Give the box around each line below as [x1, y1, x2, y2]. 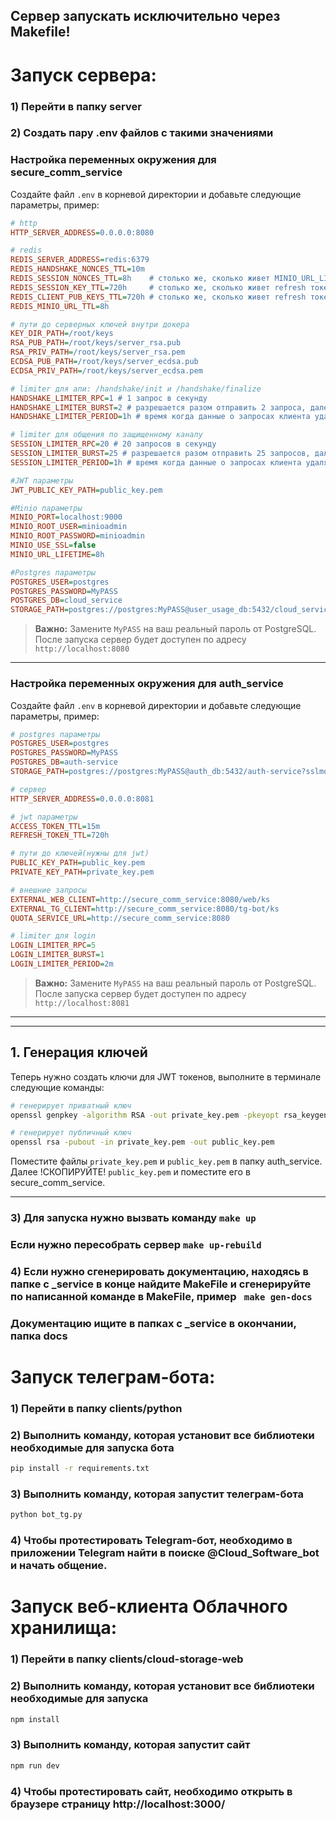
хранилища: [10, 1617, 118, 1639]
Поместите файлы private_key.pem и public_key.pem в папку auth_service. [10, 1155, 323, 1168]
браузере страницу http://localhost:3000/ [10, 1797, 226, 1811]
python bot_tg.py [10, 1510, 83, 1520]
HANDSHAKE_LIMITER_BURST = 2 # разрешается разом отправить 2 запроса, [10, 402, 307, 413]
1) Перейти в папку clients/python [10, 1402, 183, 1415]
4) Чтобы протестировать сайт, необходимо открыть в [10, 1784, 293, 1798]
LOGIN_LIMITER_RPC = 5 [10, 940, 97, 951]
